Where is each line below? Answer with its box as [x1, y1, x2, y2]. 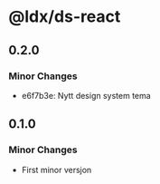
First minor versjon [21, 164, 92, 175]
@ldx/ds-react [8, 6, 121, 27]
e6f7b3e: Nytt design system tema [21, 90, 151, 101]
